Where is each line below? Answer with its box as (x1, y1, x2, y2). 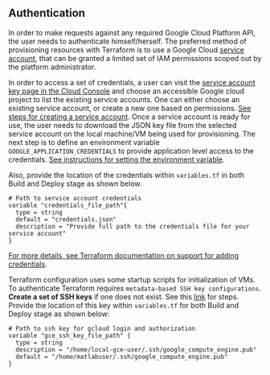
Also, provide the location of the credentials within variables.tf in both (8, 170, 245, 179)
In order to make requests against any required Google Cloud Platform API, (8, 27, 256, 37)
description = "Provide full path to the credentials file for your (15, 222, 250, 230)
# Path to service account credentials (8, 194, 142, 202)
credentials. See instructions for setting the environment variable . (8, 155, 225, 164)
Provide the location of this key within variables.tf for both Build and (8, 300, 239, 310)
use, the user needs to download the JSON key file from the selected (8, 120, 237, 130)
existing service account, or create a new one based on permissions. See (8, 103, 252, 113)
